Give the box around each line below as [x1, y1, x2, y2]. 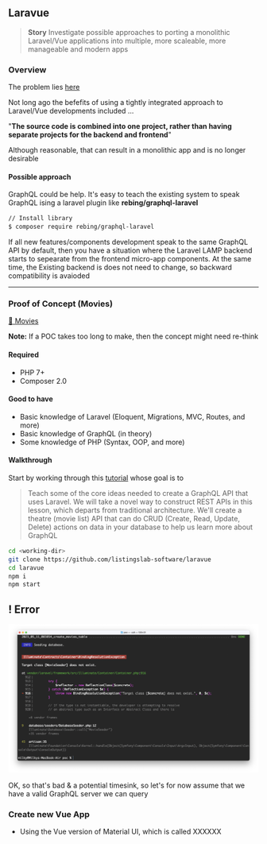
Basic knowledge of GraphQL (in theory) [19, 428, 153, 438]
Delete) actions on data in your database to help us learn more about [27, 522, 253, 532]
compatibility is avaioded [8, 271, 90, 281]
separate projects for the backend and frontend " [8, 130, 172, 140]
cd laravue [8, 563, 44, 571]
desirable [8, 154, 39, 164]
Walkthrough [8, 455, 52, 465]
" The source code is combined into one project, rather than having [8, 122, 232, 131]
